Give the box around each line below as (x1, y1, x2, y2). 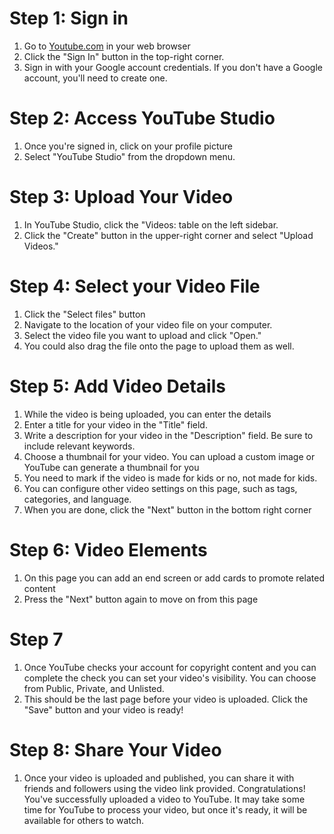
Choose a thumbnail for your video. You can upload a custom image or (23, 450, 316, 462)
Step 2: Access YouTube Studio (9, 107, 276, 130)
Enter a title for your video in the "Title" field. (23, 418, 208, 431)
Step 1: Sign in (9, 7, 129, 30)
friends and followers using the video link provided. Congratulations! (23, 782, 306, 794)
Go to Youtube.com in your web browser (23, 40, 191, 52)
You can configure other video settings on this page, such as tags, (23, 482, 298, 494)
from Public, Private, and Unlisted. (23, 682, 165, 694)
